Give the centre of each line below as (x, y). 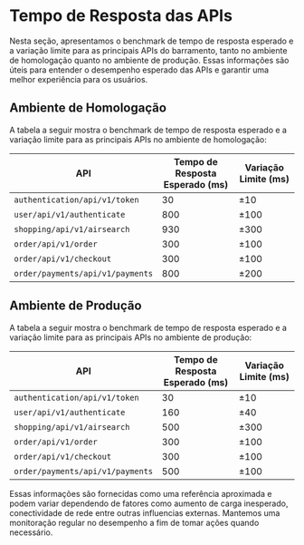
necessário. (31, 532)
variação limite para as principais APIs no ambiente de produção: (131, 337)
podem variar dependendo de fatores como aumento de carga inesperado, (149, 503)
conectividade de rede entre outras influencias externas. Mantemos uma (145, 512)
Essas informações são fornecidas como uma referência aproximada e (141, 493)
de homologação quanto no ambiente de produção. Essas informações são (149, 60)
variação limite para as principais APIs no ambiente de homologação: (138, 139)
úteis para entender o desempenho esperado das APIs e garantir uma (139, 70)
